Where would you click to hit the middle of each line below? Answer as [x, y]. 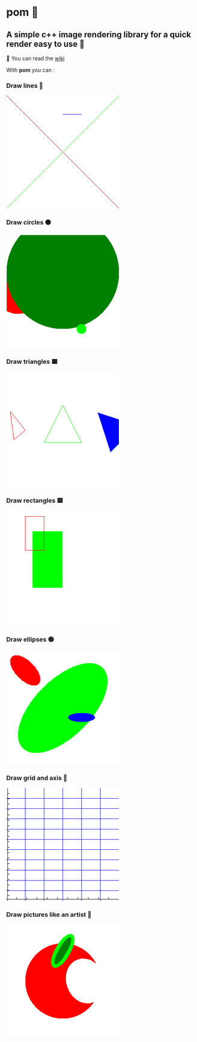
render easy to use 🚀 [46, 44]
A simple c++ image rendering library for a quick [98, 35]
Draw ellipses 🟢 [30, 640]
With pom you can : [31, 70]
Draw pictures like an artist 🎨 [49, 914]
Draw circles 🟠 [29, 222]
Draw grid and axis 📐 [37, 778]
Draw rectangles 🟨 [35, 501]
